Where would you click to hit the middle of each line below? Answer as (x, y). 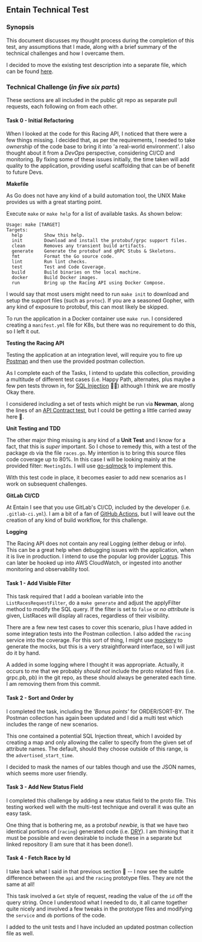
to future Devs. (25, 172)
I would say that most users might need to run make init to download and (97, 294)
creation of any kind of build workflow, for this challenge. (77, 520)
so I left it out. (23, 332)
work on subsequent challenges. (47, 484)
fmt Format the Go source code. (63, 257)
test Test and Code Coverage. (59, 267)
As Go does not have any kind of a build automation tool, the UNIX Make (96, 196)
